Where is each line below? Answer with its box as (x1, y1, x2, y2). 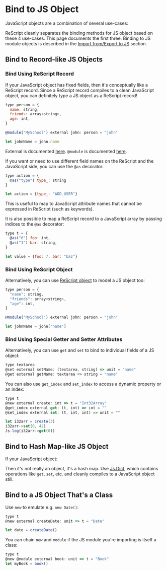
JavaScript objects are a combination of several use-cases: (5, 20, 128, 26)
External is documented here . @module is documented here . (5, 148, 127, 154)
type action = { (5, 173, 39, 178)
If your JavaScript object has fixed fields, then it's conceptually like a (5, 82, 148, 88)
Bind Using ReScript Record (5, 70, 74, 78)
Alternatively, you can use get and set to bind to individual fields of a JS (5, 347, 154, 353)
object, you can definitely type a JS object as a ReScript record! (5, 92, 137, 99)
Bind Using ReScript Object (5, 266, 73, 273)
